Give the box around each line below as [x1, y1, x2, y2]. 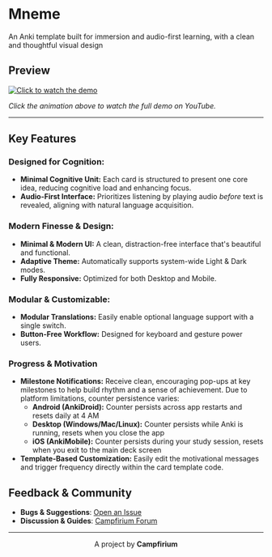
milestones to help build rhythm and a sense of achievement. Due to [19, 385, 248, 395]
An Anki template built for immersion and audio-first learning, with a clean [8, 32, 255, 41]
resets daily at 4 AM [32, 410, 100, 421]
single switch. [19, 321, 66, 330]
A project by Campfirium [94, 539, 178, 549]
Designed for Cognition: [8, 156, 105, 168]
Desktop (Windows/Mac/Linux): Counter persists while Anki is [32, 419, 244, 429]
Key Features [8, 132, 77, 146]
